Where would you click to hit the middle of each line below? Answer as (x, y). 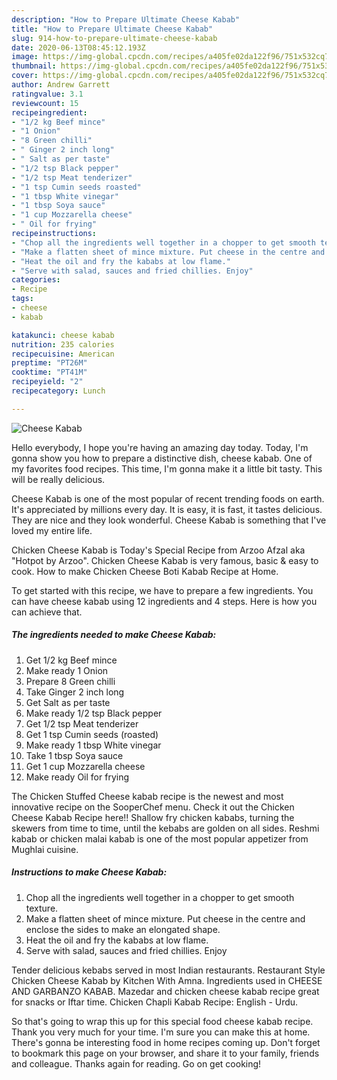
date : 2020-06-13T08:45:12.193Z (78, 47)
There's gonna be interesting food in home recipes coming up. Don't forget (166, 1042)
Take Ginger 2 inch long (75, 692)
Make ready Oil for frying (77, 777)
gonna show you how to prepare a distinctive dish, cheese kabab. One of (162, 458)
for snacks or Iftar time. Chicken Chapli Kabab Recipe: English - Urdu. (155, 1002)
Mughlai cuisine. (45, 849)
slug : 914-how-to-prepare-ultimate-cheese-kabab (114, 38)
